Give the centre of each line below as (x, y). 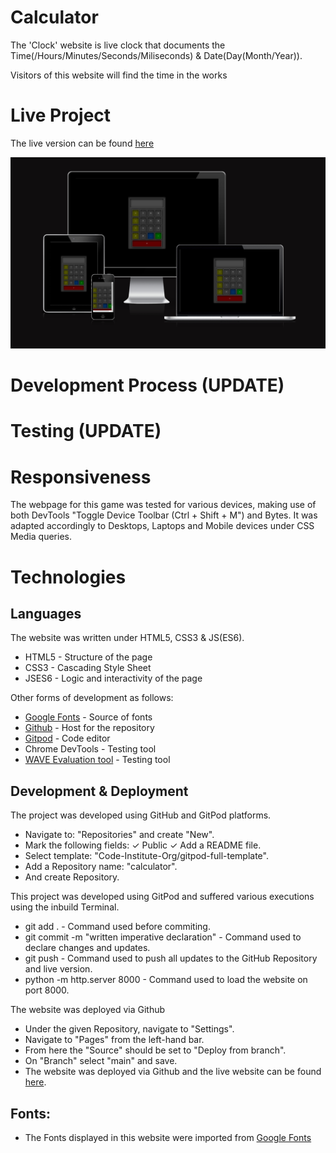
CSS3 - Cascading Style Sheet (88, 668)
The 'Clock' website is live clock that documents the (118, 45)
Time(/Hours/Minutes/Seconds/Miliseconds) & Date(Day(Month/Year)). (156, 55)
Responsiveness (81, 477)
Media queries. (41, 537)
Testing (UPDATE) (86, 431)
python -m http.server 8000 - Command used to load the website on (166, 980)
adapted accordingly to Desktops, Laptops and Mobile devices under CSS (162, 526)
